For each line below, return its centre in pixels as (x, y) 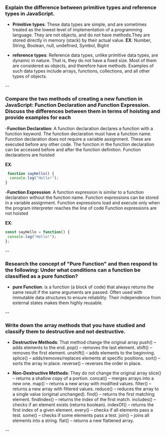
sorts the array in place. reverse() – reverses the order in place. (77, 363)
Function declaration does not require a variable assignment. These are (78, 139)
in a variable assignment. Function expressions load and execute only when (83, 203)
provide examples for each (38, 117)
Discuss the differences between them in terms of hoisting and (83, 111)
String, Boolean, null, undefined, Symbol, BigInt (61, 46)
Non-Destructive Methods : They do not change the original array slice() (87, 373)
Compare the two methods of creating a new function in (74, 99)
